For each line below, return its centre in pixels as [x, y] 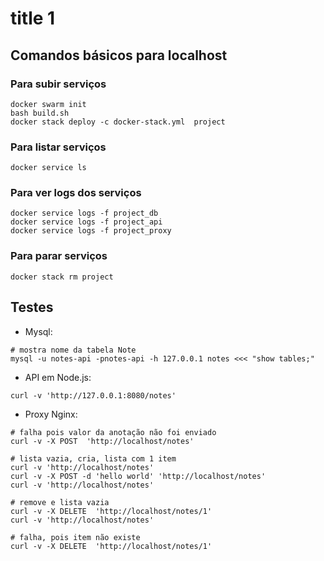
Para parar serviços [59, 256]
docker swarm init [48, 104]
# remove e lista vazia [60, 502]
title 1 [33, 18]
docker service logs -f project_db [84, 213]
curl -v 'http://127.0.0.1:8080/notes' [93, 395]
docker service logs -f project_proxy [91, 231]
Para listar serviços [58, 147]
